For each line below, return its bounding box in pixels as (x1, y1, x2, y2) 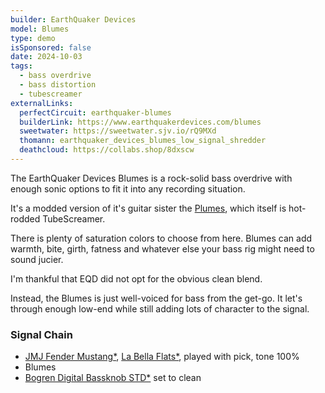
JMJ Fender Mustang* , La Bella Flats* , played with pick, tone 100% (24, 351, 300, 363)
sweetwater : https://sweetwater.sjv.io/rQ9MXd (19, 126, 217, 136)
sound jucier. (10, 253, 64, 265)
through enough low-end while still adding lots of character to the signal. (10, 302, 310, 315)
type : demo (10, 33, 56, 43)
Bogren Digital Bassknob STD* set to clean (24, 372, 202, 384)
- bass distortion (19, 80, 97, 90)
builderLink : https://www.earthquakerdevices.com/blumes (19, 117, 262, 127)
